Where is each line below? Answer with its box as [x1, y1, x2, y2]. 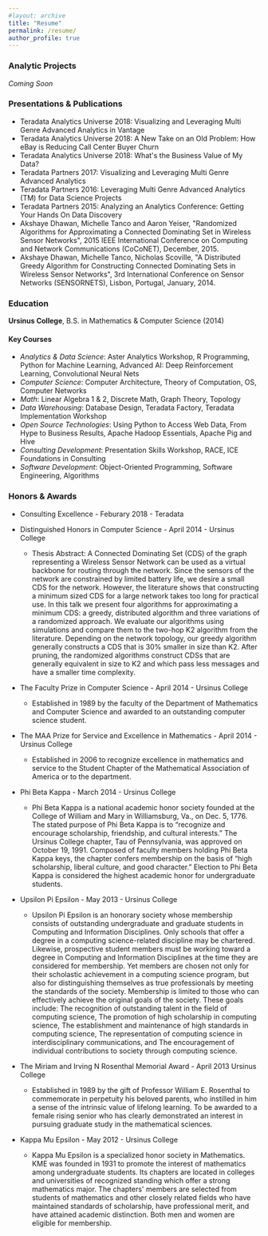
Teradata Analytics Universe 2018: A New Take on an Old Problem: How [19, 133, 256, 143]
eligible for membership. [31, 1218, 112, 1227]
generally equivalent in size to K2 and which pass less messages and [31, 658, 260, 668]
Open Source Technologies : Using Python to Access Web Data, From [19, 420, 247, 430]
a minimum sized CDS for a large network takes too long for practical [31, 590, 259, 600]
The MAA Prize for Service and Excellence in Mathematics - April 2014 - [19, 730, 258, 740]
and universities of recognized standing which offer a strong [31, 1175, 231, 1185]
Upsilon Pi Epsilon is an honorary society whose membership [31, 910, 233, 920]
